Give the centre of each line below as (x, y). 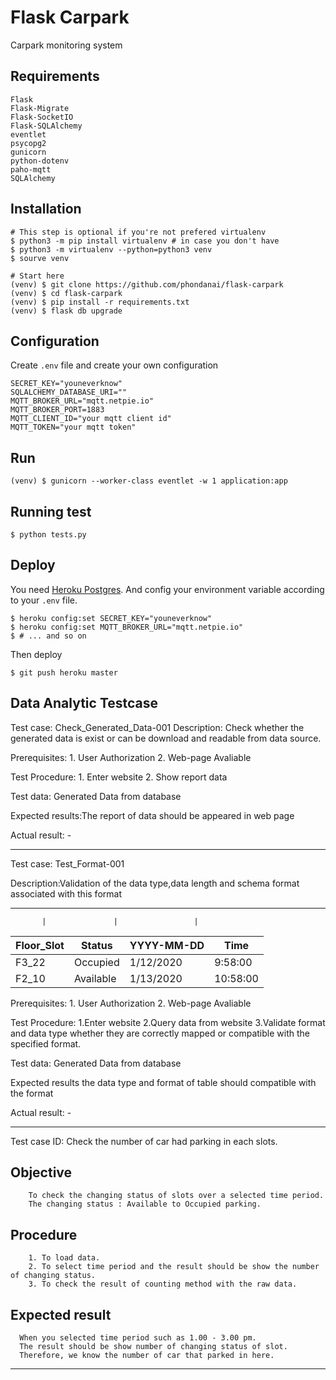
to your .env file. (44, 600)
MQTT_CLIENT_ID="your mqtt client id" (91, 419)
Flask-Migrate (40, 108)
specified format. (46, 1043)
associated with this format (66, 893)
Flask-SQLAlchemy (46, 126)
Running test (51, 511)
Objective (41, 1172)
